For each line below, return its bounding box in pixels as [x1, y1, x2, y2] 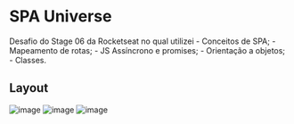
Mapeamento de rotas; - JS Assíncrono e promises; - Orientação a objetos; [9, 45, 286, 55]
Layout [9, 80, 49, 95]
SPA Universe [9, 6, 112, 27]
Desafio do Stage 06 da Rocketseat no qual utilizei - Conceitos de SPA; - [9, 36, 276, 46]
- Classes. [9, 54, 47, 65]
